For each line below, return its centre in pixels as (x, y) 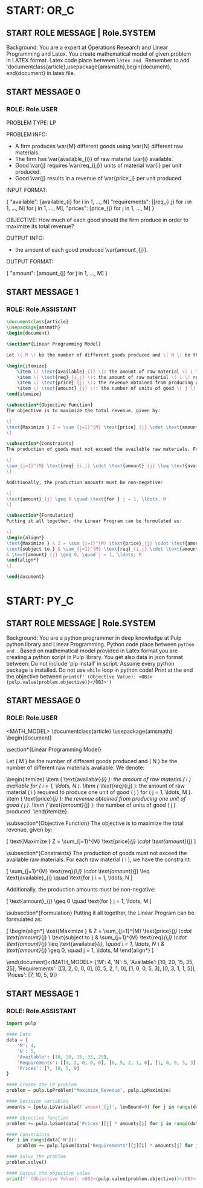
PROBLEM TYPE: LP (31, 122)
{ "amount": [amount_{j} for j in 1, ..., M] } (57, 273)
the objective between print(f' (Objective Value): (71, 676)
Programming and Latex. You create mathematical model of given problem (99, 54)
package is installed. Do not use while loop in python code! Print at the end (100, 670)
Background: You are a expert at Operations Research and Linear (87, 47)
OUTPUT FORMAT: (30, 261)
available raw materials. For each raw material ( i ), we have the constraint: (99, 859)
